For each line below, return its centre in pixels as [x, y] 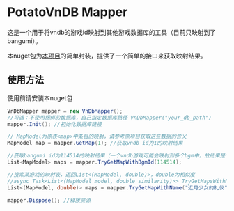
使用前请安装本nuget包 [40, 97]
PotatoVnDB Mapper [68, 12]
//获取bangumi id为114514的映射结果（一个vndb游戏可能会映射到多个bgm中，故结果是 [116, 156]
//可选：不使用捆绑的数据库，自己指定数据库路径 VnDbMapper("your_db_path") [110, 118]
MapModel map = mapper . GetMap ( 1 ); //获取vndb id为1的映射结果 [95, 143]
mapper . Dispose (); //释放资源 [49, 200]
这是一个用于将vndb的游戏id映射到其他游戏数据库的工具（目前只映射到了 [112, 32]
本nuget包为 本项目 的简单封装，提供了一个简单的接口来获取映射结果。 [107, 56]
